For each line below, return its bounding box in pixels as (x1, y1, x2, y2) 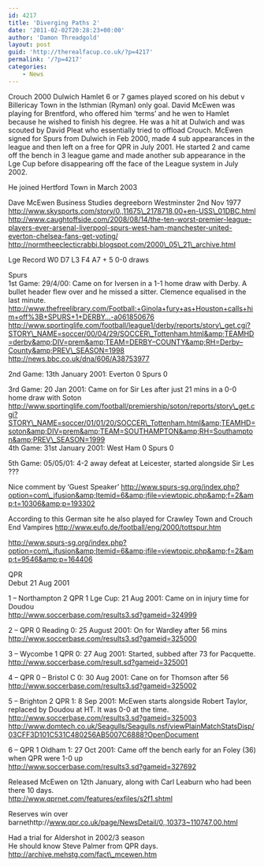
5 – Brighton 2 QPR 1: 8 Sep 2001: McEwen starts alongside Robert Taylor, (8, 696, 248, 705)
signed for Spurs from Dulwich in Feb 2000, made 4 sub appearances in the (8, 133, 255, 143)
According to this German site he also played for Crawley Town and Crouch (8, 514, 254, 523)
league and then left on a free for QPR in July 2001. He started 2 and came (8, 142, 251, 151)
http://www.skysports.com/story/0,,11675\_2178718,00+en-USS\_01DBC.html (8, 206, 256, 215)
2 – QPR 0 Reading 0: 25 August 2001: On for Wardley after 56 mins (8, 625, 228, 634)
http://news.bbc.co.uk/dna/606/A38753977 (8, 354, 150, 363)
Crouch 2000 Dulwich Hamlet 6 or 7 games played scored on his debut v (8, 91, 245, 101)
